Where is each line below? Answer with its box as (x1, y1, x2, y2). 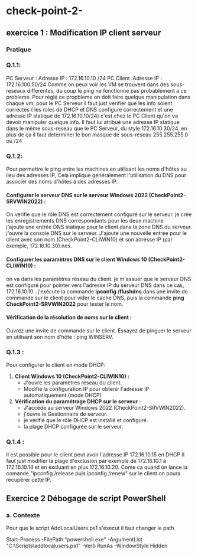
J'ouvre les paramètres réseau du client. (23, 379, 122, 386)
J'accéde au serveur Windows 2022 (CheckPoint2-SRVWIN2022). (23, 404, 186, 411)
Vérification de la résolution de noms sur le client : (6, 314, 132, 321)
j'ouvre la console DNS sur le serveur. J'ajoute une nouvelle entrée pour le (6, 230, 187, 237)
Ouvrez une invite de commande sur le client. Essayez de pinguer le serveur (6, 327, 191, 334)
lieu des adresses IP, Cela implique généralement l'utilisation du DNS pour (6, 172, 187, 179)
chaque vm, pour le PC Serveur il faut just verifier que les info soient (6, 99, 173, 107)
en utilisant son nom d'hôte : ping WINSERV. (6, 333, 113, 340)
